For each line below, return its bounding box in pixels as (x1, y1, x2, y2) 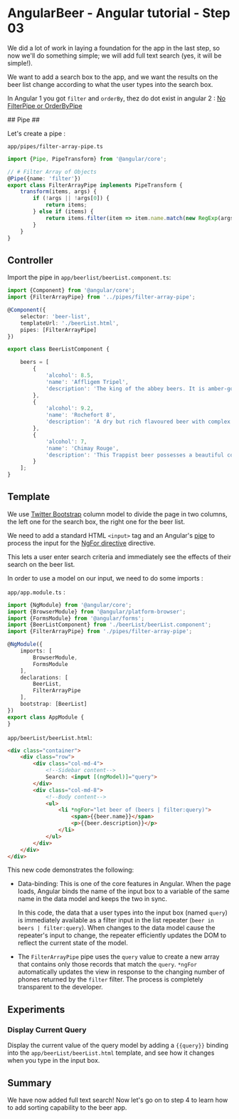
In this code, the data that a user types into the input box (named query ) (17, 908, 228, 917)
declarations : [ (20, 674, 69, 681)
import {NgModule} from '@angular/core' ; (7, 601, 132, 608)
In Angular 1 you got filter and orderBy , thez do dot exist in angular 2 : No (7, 94, 226, 103)
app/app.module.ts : (7, 588, 65, 596)
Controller (7, 254, 53, 266)
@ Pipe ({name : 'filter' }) (7, 175, 81, 182)
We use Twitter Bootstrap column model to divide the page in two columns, (7, 509, 228, 518)
